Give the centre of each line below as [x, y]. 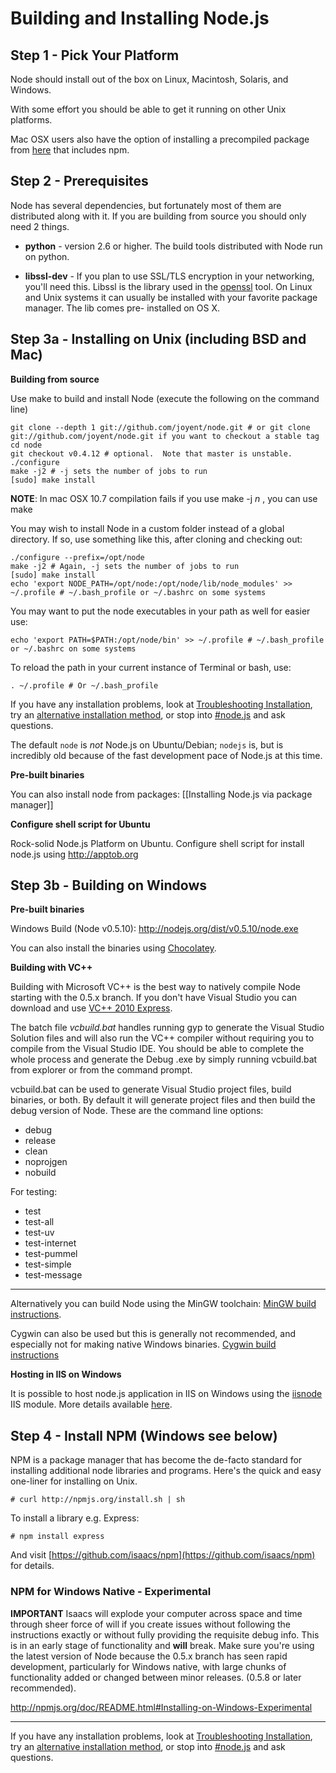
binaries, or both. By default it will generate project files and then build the [163, 1100]
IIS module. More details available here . [91, 1404]
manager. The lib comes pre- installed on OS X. [122, 308]
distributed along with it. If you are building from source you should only [158, 216]
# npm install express [57, 1537]
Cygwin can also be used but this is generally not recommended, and [153, 1334]
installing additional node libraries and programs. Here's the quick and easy [166, 1471]
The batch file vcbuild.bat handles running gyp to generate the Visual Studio [167, 1028]
